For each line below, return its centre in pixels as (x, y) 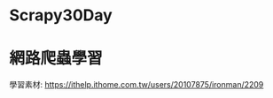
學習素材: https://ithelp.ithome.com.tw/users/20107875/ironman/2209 (136, 85)
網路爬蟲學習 (56, 59)
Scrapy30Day (61, 15)
